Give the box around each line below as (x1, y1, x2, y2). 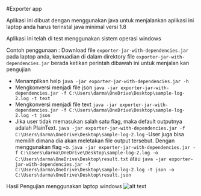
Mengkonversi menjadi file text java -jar (14, 101, 117, 108)
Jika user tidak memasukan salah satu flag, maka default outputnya (14, 118, 182, 125)
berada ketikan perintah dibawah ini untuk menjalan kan (51, 60, 190, 66)
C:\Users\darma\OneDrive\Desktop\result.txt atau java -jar (14, 155, 167, 162)
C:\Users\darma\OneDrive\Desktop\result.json (14, 172, 131, 178)
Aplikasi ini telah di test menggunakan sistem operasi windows (6, 35, 161, 42)
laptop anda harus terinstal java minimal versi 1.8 (6, 24, 126, 30)
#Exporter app (6, 5, 42, 12)
